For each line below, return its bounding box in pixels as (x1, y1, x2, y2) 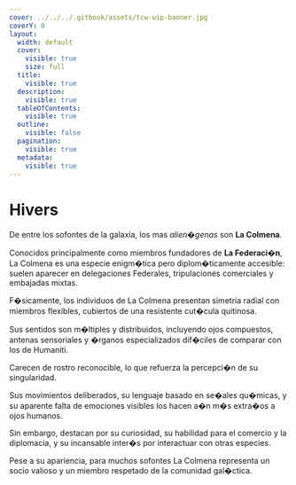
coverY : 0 (9, 21, 46, 30)
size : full (25, 63, 66, 72)
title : (17, 71, 42, 80)
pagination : (17, 137, 62, 145)
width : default (17, 37, 74, 47)
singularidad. (9, 372, 58, 383)
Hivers (9, 199, 59, 220)
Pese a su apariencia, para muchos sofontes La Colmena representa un (9, 456, 270, 466)
